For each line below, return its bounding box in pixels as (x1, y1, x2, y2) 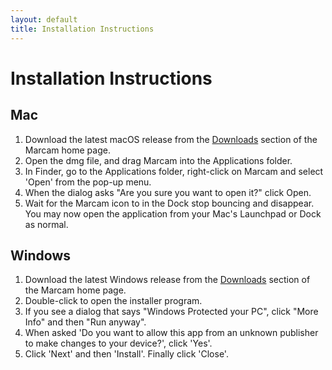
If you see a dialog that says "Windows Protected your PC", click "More (24, 306, 319, 318)
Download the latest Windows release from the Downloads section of (24, 274, 311, 286)
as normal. (24, 218, 69, 230)
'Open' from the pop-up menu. (24, 176, 152, 188)
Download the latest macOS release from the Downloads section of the (24, 133, 318, 145)
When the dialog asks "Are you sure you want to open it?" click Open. (24, 186, 312, 198)
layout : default (10, 14, 78, 25)
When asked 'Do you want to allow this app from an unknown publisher (24, 327, 319, 339)
